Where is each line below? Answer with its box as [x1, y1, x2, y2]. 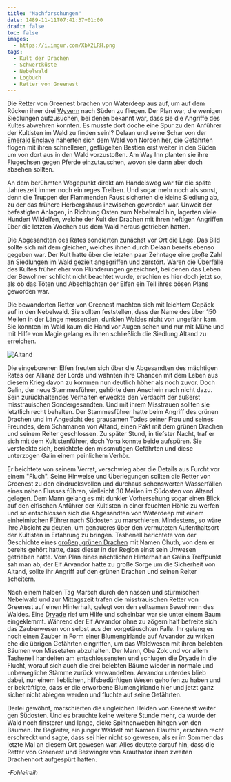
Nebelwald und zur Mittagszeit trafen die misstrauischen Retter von [7, 595, 199, 604]
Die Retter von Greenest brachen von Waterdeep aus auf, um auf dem [7, 99, 205, 107]
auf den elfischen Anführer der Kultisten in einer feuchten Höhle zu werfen [7, 502, 219, 510]
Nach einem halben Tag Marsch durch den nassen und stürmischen [7, 588, 200, 597]
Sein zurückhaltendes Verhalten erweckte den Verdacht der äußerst [7, 393, 201, 402]
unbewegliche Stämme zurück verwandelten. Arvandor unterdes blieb [7, 669, 206, 677]
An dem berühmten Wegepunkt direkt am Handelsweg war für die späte [7, 178, 212, 187]
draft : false [7, 23, 45, 30]
